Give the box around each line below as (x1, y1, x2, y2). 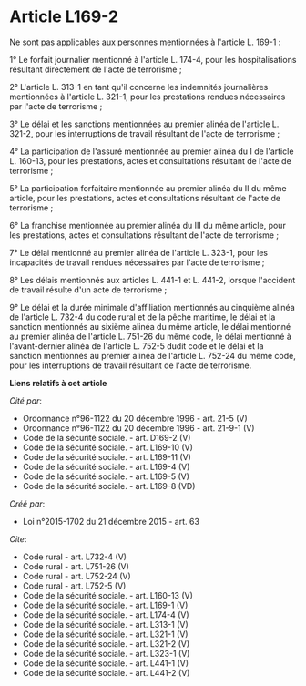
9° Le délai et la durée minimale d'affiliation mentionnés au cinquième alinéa (9, 302, 296, 312)
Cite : (9, 533, 27, 544)
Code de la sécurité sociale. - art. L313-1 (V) (22, 619, 189, 630)
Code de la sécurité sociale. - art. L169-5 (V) (22, 471, 189, 482)
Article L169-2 (9, 6, 119, 27)
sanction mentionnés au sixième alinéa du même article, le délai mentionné (9, 321, 291, 332)
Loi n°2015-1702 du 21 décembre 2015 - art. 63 (22, 516, 200, 527)
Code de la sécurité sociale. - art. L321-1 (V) (22, 629, 189, 640)
